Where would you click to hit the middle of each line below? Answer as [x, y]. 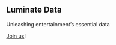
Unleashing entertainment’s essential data [58, 24]
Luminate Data [34, 10]
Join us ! [16, 36]
